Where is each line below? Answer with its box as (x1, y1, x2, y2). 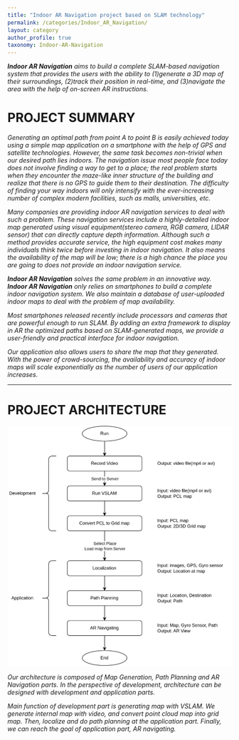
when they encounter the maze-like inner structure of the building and (7, 171, 213, 180)
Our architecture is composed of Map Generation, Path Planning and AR (7, 672, 220, 681)
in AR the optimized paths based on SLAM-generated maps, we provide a (7, 327, 224, 335)
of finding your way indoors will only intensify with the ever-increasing (7, 186, 214, 195)
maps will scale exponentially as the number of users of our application (7, 363, 218, 371)
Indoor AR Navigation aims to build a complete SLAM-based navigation (7, 62, 220, 71)
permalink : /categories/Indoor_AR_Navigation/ (7, 19, 148, 26)
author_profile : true (7, 34, 72, 41)
